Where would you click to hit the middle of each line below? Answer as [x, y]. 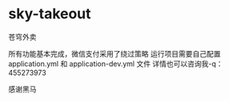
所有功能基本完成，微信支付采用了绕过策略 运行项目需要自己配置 [114, 53]
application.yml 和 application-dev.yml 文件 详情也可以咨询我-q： [116, 64]
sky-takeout [50, 14]
